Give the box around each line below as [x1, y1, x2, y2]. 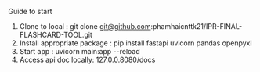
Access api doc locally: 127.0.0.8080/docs [19, 55, 156, 64]
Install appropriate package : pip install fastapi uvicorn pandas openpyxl [19, 38, 252, 48]
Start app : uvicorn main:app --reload [19, 47, 141, 56]
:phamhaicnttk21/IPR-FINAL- [150, 22, 243, 31]
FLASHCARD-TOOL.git [19, 31, 92, 39]
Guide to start [8, 7, 52, 16]
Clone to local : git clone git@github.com [19, 22, 151, 31]
